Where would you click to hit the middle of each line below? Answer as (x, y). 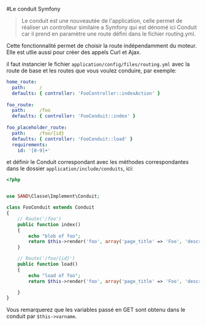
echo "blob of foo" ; (55, 236)
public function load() (48, 264)
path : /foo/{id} (38, 133)
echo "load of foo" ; (55, 276)
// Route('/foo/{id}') (46, 258)
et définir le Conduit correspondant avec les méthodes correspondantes (97, 162)
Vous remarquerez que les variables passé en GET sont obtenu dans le (96, 310)
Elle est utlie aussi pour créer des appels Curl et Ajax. (74, 52)
